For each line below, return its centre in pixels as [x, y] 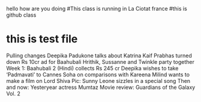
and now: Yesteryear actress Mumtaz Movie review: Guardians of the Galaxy [101, 87]
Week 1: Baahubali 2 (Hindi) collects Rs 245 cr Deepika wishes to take [92, 68]
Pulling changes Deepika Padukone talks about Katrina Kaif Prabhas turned [99, 55]
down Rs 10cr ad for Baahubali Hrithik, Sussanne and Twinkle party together [100, 61]
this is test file [42, 39]
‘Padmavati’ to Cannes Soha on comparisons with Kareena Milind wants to [98, 75]
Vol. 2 [13, 93]
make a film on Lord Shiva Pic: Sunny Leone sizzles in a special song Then [98, 81]
